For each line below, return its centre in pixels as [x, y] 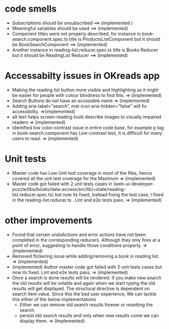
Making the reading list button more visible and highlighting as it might [85, 90]
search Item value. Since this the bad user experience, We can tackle [84, 294]
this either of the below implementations [54, 299]
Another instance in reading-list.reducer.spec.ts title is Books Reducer [85, 50]
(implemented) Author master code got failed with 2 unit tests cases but [87, 267]
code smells [31, 9]
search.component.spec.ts [40, 39]
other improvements [49, 220]
